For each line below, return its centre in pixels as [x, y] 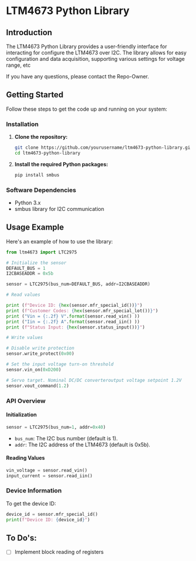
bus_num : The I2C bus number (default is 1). [66, 438]
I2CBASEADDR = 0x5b [30, 273]
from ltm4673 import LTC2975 [42, 252]
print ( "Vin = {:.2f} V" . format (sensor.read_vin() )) [73, 316]
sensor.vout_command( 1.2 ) [37, 386]
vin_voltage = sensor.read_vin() [47, 470]
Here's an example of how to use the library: [59, 241]
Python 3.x [27, 203]
